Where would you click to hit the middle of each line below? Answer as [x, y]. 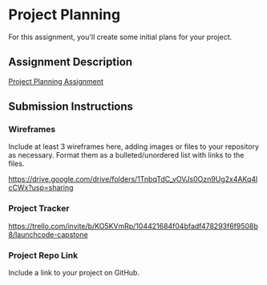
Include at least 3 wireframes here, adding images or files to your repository [133, 147]
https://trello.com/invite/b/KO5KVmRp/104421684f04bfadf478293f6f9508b [133, 226]
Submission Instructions [71, 107]
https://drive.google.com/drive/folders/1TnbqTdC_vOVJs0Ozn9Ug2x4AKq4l [133, 179]
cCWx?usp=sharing [41, 188]
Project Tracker [39, 208]
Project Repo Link [43, 255]
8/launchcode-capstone [48, 235]
